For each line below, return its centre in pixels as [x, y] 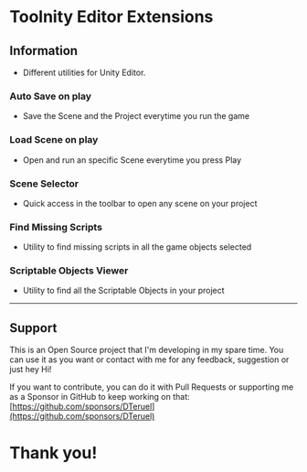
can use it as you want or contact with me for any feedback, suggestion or [149, 359]
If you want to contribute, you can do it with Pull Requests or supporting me [152, 387]
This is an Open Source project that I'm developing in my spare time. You [147, 350]
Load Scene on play [54, 140]
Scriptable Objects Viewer [69, 271]
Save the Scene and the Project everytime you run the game [136, 116]
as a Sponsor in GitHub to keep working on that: [100, 397]
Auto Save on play [51, 96]
